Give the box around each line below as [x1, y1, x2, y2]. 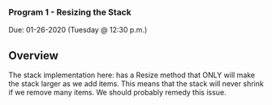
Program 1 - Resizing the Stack [8, 7, 132, 18]
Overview [8, 48, 59, 63]
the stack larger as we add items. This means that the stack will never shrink [8, 79, 264, 89]
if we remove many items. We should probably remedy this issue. [8, 88, 227, 98]
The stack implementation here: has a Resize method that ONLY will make [8, 70, 256, 80]
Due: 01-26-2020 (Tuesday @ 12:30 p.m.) [8, 25, 148, 35]
